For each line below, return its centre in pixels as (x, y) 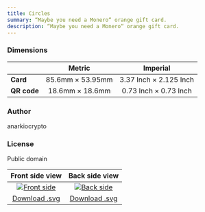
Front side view (36, 176)
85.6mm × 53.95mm (79, 80)
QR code (25, 91)
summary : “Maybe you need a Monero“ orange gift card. (87, 20)
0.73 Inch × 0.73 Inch (157, 91)
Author (19, 111)
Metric (79, 68)
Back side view (94, 176)
